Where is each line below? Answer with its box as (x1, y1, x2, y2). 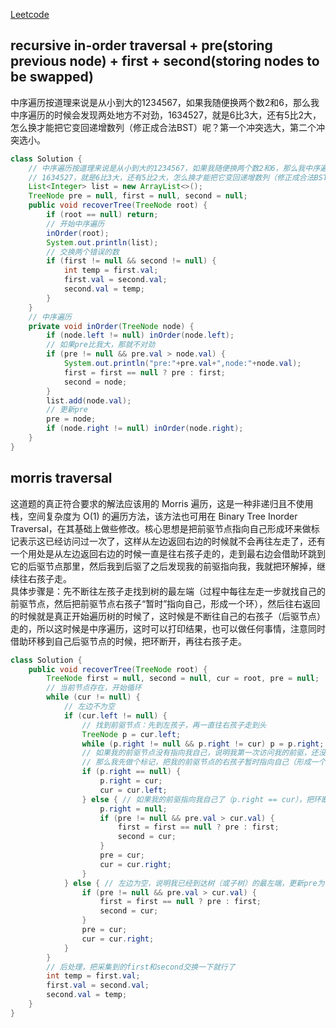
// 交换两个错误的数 (46, 247, 120, 257)
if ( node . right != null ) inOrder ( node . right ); (46, 424, 244, 434)
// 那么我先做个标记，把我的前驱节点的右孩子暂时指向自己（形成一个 (81, 757, 327, 768)
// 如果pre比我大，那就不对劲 (46, 340, 156, 350)
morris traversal (10, 470, 113, 487)
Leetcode (10, 9, 50, 20)
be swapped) (10, 69, 94, 86)
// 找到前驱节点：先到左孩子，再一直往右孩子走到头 (81, 720, 267, 730)
